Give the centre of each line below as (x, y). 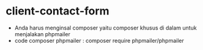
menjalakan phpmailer (42, 34)
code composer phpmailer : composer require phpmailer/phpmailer (99, 40)
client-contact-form (57, 11)
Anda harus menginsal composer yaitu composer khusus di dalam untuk (105, 28)
